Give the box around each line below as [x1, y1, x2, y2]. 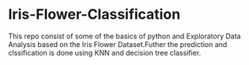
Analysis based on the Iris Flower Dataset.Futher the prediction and [8, 39, 228, 49]
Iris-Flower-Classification [8, 5, 181, 23]
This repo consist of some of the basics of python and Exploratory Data [8, 31, 241, 41]
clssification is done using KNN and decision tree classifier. [8, 48, 202, 57]
